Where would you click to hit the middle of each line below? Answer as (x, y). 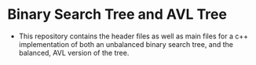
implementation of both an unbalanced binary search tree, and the (126, 44)
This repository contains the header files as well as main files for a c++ (133, 36)
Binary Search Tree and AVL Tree (117, 14)
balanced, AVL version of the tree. (74, 52)
